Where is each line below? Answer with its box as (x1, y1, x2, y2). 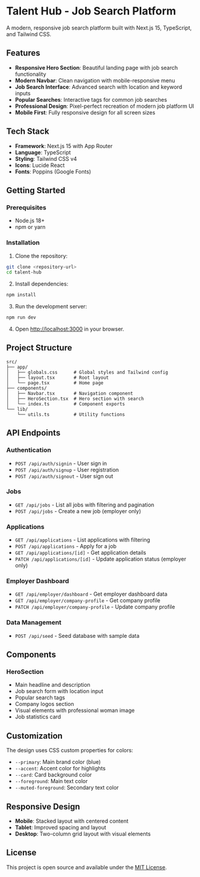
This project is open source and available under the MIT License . (6, 863, 167, 871)
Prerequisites (6, 203, 46, 211)
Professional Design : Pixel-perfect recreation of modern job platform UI (14, 102, 195, 110)
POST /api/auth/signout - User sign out (14, 472, 113, 479)
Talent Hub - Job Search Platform (6, 4, 177, 18)
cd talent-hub (6, 269, 42, 275)
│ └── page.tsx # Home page (6, 379, 104, 386)
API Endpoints (6, 428, 61, 438)
